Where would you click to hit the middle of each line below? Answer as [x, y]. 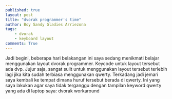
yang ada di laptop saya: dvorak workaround [53, 91]
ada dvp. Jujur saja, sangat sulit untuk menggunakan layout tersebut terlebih [86, 69]
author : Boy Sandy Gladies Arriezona [46, 24]
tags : [11, 29]
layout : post [19, 15]
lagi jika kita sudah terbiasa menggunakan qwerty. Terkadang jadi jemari [82, 74]
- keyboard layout [34, 39]
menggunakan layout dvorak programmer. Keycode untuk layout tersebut [83, 63]
